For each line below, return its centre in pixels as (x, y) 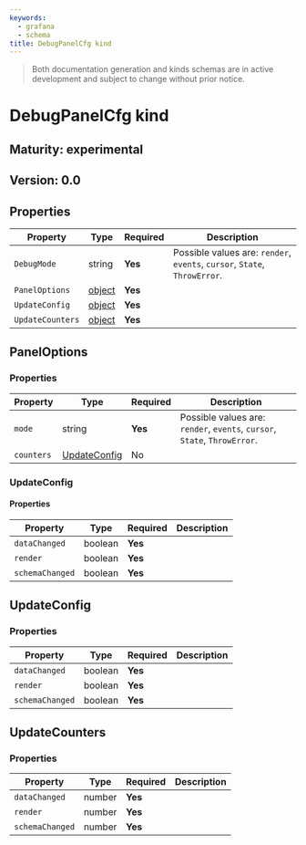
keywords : (28, 18)
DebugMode (35, 264)
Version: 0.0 (45, 180)
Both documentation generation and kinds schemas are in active (153, 69)
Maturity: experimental (76, 149)
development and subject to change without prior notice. (138, 79)
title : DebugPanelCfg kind (61, 43)
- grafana (36, 26)
